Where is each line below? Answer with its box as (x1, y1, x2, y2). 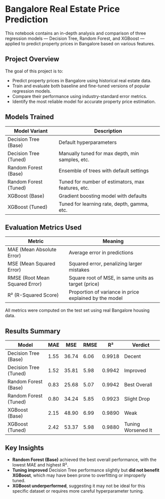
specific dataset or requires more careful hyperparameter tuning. (12, 488, 144, 494)
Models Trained (5, 113, 54, 121)
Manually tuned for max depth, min (58, 150, 139, 157)
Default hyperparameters (58, 139, 117, 146)
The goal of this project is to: (5, 68, 63, 74)
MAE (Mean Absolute (7, 246, 56, 253)
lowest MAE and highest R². (12, 462, 69, 467)
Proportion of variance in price (68, 289, 139, 296)
